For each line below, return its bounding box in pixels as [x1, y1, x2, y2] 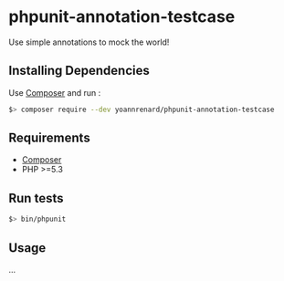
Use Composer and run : [8, 87, 101, 98]
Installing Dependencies [8, 63, 150, 78]
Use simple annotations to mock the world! [8, 36, 170, 47]
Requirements [8, 130, 90, 146]
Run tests [8, 190, 64, 206]
